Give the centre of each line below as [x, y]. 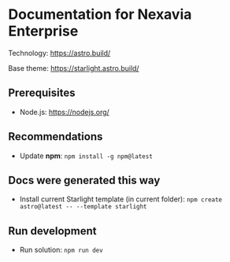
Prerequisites [42, 93]
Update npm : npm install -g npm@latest [86, 156]
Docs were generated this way [84, 180]
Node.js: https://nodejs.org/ [65, 112]
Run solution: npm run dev [61, 250]
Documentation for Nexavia [100, 15]
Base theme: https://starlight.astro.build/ [74, 68]
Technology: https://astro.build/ [59, 53]
